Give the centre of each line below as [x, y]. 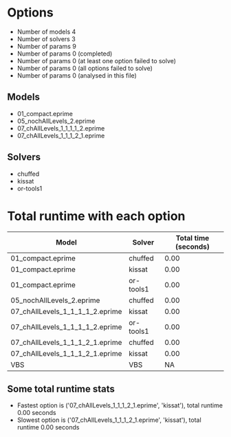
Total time [192, 238]
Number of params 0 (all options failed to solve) [85, 68]
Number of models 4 [46, 32]
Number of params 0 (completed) [65, 54]
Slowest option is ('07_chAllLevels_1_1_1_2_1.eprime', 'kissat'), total [109, 420]
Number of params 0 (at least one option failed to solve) [97, 60]
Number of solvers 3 [46, 38]
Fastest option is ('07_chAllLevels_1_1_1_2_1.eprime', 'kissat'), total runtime [120, 405]
